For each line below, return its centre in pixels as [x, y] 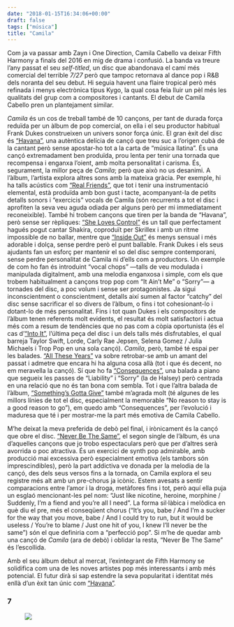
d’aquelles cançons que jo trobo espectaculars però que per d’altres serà [112, 443]
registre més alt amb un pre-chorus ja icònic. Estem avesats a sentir [105, 481]
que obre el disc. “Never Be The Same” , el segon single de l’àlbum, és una [114, 436]
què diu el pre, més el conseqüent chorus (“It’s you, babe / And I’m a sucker [116, 510]
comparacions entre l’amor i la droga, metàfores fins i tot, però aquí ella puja [117, 488]
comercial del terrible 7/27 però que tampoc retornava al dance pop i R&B [113, 75]
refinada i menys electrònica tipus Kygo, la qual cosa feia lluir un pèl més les [117, 90]
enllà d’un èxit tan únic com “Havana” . [62, 583]
